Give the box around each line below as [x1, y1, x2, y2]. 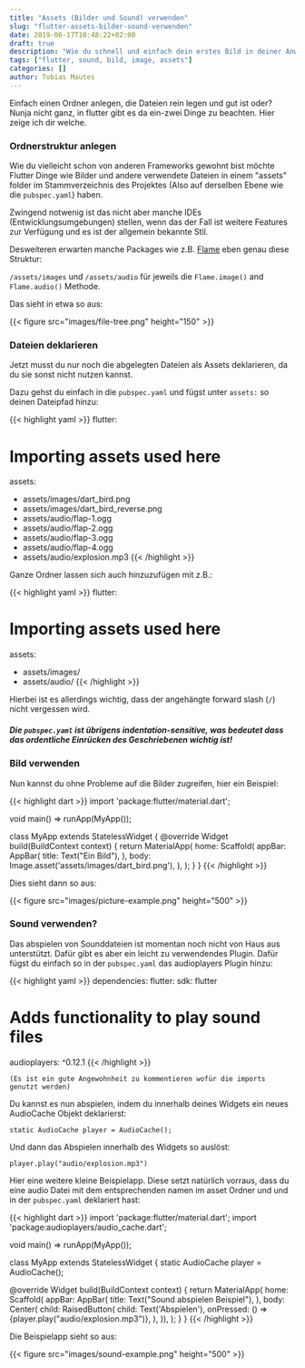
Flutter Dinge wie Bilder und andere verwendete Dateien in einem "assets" [9, 170, 288, 181]
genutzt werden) [9, 1082, 71, 1091]
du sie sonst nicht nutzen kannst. [9, 370, 133, 380]
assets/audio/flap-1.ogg [22, 513, 112, 524]
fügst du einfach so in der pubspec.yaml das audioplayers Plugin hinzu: [9, 958, 273, 968]
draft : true [9, 38, 54, 48]
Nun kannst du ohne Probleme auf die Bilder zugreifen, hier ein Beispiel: [9, 777, 279, 788]
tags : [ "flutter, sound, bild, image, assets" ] [9, 56, 193, 65]
